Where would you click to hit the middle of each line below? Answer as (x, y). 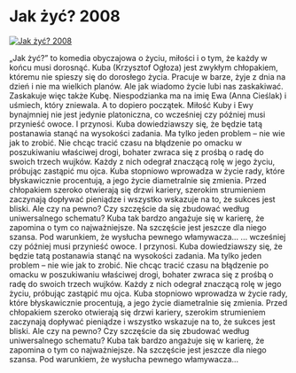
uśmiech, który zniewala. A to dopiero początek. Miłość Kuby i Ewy (132, 105)
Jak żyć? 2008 (65, 16)
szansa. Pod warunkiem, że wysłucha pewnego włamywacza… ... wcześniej (148, 237)
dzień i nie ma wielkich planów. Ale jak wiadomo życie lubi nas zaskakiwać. (146, 86)
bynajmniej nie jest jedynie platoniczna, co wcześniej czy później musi (137, 114)
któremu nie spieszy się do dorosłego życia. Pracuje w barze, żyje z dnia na (148, 76)
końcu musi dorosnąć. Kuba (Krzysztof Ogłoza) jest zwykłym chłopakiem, (144, 67)
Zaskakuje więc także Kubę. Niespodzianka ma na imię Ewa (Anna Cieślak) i (148, 96)
